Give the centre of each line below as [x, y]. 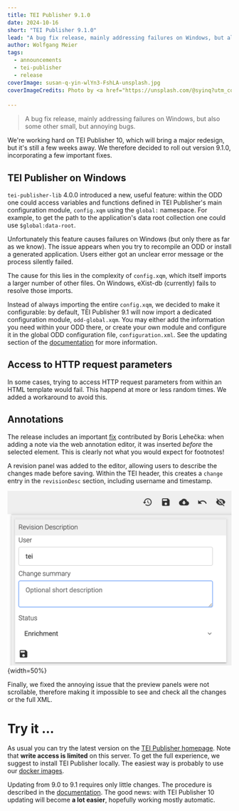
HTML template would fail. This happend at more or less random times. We [117, 389]
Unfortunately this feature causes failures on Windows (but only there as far [118, 239]
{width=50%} [27, 671]
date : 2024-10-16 [33, 22]
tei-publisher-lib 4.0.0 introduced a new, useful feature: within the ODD [115, 195]
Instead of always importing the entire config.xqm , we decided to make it [114, 305]
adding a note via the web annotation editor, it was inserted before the [110, 444]
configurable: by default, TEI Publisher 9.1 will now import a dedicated [110, 312]
